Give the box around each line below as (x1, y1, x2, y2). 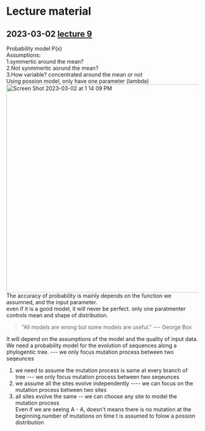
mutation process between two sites (15, 386, 107, 393)
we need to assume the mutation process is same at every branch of (15, 367, 188, 374)
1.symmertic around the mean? (6, 58, 84, 65)
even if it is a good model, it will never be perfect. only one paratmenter (6, 305, 186, 312)
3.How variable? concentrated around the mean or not (6, 71, 143, 78)
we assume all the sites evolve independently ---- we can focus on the (15, 380, 193, 387)
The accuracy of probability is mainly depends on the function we (6, 292, 172, 299)
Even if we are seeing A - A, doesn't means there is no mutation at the (15, 406, 192, 413)
